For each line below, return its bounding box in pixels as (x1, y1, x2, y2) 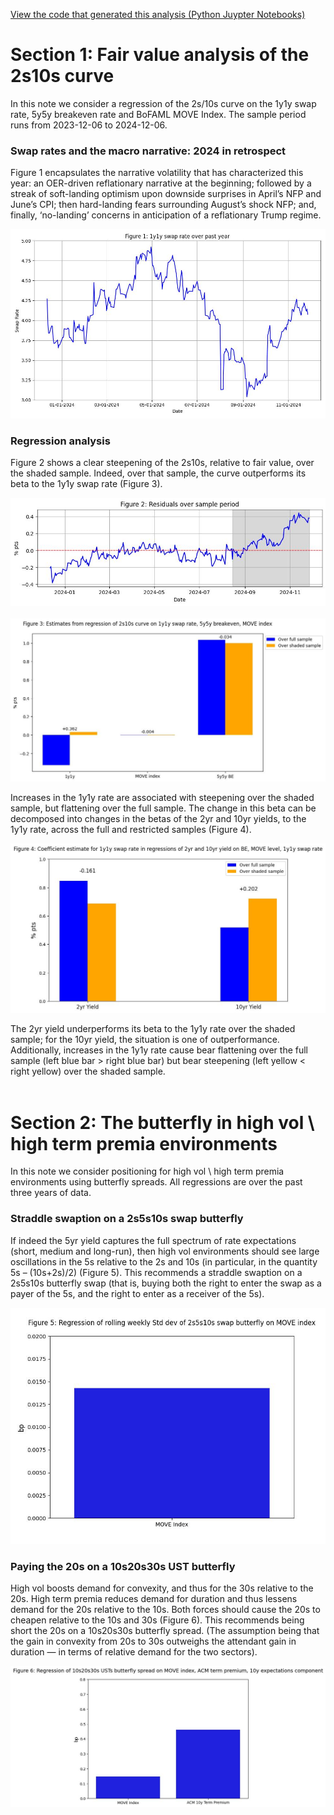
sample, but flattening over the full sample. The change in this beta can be (10, 802, 317, 814)
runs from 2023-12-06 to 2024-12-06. (10, 119, 168, 131)
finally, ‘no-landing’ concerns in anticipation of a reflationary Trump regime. (10, 209, 322, 221)
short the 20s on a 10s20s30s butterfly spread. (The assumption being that (10, 1625, 320, 1637)
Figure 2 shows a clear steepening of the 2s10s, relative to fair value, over (10, 456, 315, 468)
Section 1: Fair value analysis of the (10, 44, 310, 66)
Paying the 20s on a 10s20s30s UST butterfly (10, 1559, 236, 1573)
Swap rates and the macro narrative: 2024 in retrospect (10, 144, 287, 158)
